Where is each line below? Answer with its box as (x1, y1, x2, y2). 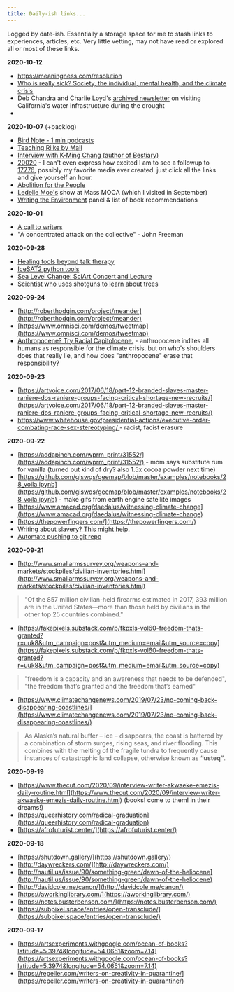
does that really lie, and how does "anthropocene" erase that (17, 351, 193, 359)
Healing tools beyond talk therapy (17, 257, 115, 266)
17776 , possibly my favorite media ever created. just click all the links (17, 165, 217, 174)
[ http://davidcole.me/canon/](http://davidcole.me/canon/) (17, 882, 184, 890)
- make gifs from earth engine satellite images (58, 495, 191, 503)
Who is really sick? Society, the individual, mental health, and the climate (17, 78, 227, 88)
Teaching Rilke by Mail (17, 143, 82, 151)
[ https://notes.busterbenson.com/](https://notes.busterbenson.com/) (17, 897, 217, 906)
